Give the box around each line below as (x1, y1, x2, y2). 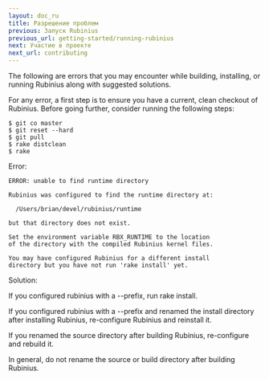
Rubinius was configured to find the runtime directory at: (8, 191, 214, 199)
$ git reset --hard (8, 126, 74, 134)
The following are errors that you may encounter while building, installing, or (8, 71, 261, 80)
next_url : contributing (8, 49, 88, 57)
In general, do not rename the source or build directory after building (8, 355, 235, 364)
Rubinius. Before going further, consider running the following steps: (8, 104, 235, 113)
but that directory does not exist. (8, 219, 131, 227)
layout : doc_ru (8, 11, 59, 20)
